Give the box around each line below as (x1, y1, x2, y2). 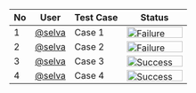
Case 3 (74, 55, 105, 67)
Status (140, 12, 169, 23)
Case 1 (74, 27, 105, 38)
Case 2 (74, 41, 105, 52)
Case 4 (74, 70, 105, 81)
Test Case (74, 12, 118, 23)
